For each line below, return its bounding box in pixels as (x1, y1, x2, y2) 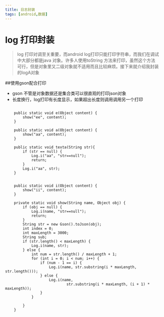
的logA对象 (17, 69, 40, 76)
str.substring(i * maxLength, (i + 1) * (66, 282, 150, 287)
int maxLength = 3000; (23, 230, 69, 235)
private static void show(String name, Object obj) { (14, 201, 126, 205)
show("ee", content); (23, 115, 67, 120)
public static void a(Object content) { (14, 128, 97, 133)
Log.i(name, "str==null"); (31, 209, 87, 214)
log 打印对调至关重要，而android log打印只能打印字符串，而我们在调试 (17, 51, 159, 57)
